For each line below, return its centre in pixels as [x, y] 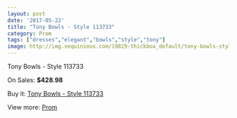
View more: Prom [32, 107]
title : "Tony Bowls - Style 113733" [61, 27]
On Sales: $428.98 [35, 80]
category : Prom [30, 33]
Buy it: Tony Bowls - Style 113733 [55, 93]
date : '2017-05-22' [36, 20]
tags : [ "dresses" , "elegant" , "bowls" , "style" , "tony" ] [86, 40]
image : [17, 46]
